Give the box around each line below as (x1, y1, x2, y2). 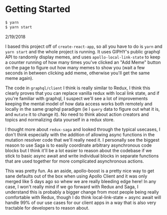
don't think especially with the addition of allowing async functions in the (5, 131, 155, 138)
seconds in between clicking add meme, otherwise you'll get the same (5, 70, 150, 76)
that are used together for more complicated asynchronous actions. (5, 158, 144, 164)
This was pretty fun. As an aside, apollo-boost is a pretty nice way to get (5, 168, 155, 174)
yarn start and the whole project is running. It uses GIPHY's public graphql (5, 48, 161, 54)
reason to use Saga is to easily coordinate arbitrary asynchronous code (5, 142, 152, 148)
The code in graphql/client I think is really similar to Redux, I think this (5, 85, 151, 91)
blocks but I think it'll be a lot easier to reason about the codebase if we (5, 147, 152, 153)
